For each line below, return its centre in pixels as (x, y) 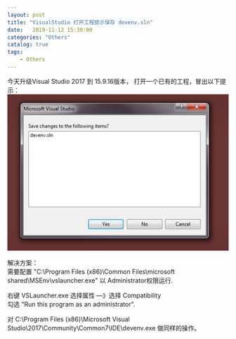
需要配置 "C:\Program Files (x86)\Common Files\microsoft (91, 271)
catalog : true (28, 45)
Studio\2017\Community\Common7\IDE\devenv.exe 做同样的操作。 (104, 328)
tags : (15, 52)
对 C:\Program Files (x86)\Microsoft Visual (68, 319)
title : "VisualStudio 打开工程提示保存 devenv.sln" (80, 22)
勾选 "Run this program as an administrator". (71, 304)
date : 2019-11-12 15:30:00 (50, 30)
